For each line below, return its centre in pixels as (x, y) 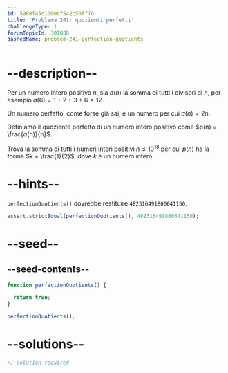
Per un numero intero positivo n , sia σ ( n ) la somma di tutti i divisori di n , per (114, 93)
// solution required (38, 363)
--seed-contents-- (48, 270)
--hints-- (34, 184)
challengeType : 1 (32, 26)
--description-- (53, 74)
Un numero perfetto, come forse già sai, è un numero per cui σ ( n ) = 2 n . (109, 113)
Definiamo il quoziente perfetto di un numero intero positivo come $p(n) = (112, 127)
